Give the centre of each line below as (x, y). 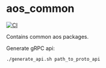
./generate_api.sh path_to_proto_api (53, 59)
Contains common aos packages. (47, 36)
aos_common (40, 9)
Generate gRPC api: (31, 48)
